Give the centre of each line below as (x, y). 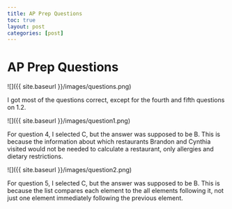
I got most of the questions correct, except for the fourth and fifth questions (116, 100)
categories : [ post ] (36, 33)
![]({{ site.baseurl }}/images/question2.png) (70, 170)
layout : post (26, 26)
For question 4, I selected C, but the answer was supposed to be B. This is (114, 134)
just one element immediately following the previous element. (95, 198)
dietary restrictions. (35, 156)
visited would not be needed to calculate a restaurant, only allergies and (110, 149)
